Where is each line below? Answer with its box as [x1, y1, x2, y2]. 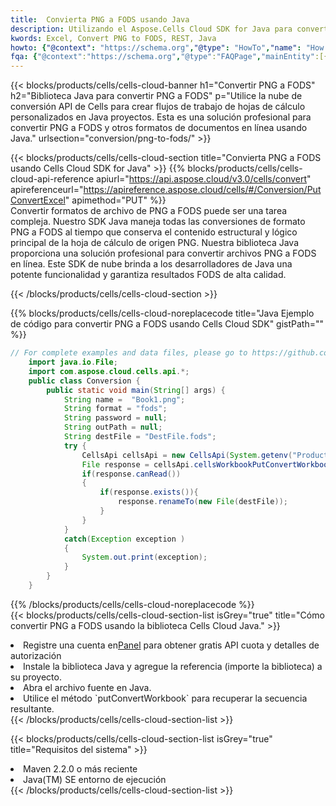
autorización [10, 649, 62, 661]
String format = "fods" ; [63, 404, 168, 414]
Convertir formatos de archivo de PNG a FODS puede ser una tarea [10, 205, 288, 217]
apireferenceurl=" [10, 184, 84, 196]
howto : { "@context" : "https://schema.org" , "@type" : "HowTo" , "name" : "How [10, 42, 325, 53]
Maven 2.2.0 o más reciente [23, 762, 138, 775]
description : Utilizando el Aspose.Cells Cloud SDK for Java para [10, 24, 293, 34]
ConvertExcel [10, 194, 66, 206]
